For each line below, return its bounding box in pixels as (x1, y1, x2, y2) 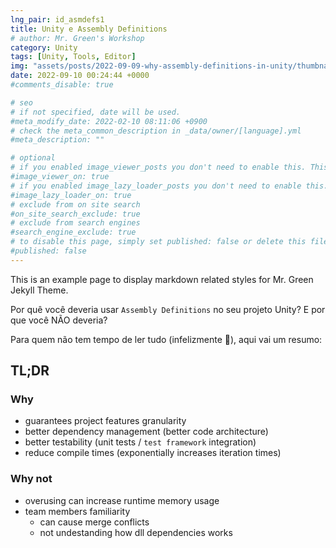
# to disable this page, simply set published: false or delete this (10, 237, 307, 247)
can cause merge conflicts (39, 516, 150, 528)
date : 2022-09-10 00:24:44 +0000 (10, 71, 150, 81)
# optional (10, 153, 56, 163)
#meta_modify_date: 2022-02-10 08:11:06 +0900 (10, 116, 208, 126)
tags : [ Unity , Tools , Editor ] (10, 52, 137, 62)
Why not (10, 472, 53, 486)
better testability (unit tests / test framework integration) (24, 436, 257, 448)
